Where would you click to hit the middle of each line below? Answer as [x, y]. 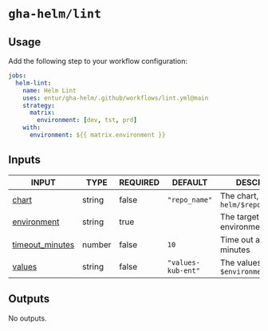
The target [239, 216]
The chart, [239, 195]
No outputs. [28, 318]
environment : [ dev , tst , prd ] [87, 120]
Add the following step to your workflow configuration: [98, 61]
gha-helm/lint [55, 14]
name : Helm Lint [50, 90]
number [97, 244]
